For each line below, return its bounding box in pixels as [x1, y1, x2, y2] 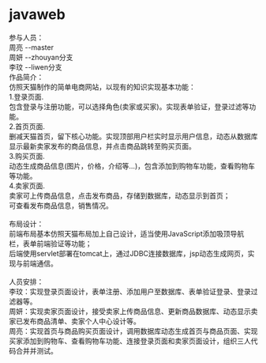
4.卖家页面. [9, 180, 46, 191]
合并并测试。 [15, 346, 58, 355]
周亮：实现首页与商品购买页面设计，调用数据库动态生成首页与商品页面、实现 [9, 326, 258, 335]
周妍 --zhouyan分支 [9, 52, 73, 62]
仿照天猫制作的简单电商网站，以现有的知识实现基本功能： [9, 81, 196, 92]
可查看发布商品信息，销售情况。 [9, 200, 113, 210]
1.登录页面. [9, 92, 44, 101]
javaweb [9, 6, 66, 24]
